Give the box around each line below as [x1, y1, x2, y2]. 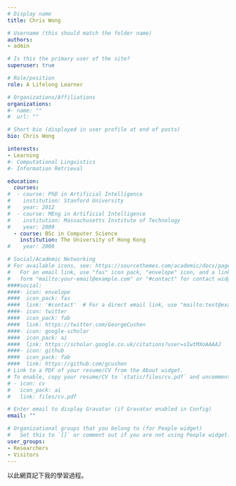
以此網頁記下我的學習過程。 [7, 471, 88, 480]
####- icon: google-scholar [7, 328, 90, 335]
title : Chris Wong [7, 17, 61, 24]
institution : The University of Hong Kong [20, 236, 146, 243]
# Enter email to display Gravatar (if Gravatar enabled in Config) [7, 406, 212, 413]
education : [7, 177, 39, 185]
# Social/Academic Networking [7, 256, 96, 263]
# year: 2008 [7, 243, 55, 250]
